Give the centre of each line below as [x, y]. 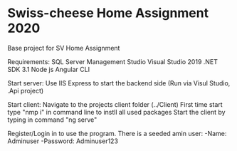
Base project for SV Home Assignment [64, 48]
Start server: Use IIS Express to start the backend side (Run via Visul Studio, [119, 83]
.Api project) [26, 90]
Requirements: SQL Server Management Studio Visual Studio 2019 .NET [113, 61]
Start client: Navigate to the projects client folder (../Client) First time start [115, 104]
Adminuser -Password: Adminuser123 [63, 141]
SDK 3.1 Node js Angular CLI [49, 69]
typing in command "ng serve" [52, 120]
